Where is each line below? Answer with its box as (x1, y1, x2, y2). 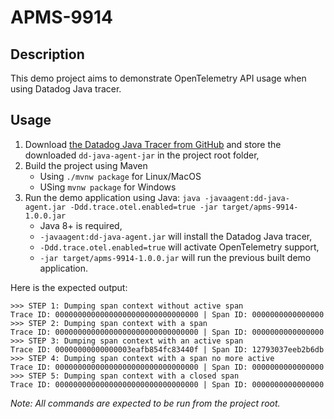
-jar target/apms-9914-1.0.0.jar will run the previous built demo (39, 251, 312, 263)
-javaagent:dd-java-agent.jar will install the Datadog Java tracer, (39, 230, 313, 242)
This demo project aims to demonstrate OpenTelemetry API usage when (10, 72, 307, 84)
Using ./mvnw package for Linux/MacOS (39, 170, 202, 182)
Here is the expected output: (10, 281, 128, 293)
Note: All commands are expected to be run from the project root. (10, 397, 281, 409)
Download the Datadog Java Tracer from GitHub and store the (24, 138, 282, 150)
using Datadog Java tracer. (10, 83, 122, 95)
